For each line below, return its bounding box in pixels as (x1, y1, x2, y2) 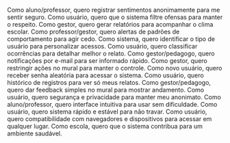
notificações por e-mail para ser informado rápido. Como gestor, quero (7, 57, 207, 64)
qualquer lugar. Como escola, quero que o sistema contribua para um (7, 122, 203, 130)
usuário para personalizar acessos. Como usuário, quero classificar (7, 42, 198, 50)
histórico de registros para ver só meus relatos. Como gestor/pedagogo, (7, 79, 211, 86)
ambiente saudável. (7, 129, 63, 138)
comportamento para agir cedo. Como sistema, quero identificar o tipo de (7, 35, 216, 43)
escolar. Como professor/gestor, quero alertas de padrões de (7, 27, 180, 36)
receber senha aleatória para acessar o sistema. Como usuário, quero (7, 71, 204, 79)
